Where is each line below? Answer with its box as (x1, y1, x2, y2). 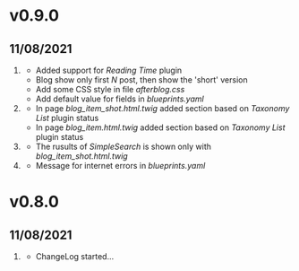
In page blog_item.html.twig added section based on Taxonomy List (35, 122, 286, 133)
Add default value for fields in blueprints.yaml (35, 93, 204, 104)
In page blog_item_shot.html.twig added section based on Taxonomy (35, 103, 290, 113)
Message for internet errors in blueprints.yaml (35, 161, 206, 170)
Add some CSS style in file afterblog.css (35, 84, 185, 94)
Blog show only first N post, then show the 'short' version (35, 74, 248, 85)
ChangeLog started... (35, 251, 115, 261)
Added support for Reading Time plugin (35, 65, 183, 75)
